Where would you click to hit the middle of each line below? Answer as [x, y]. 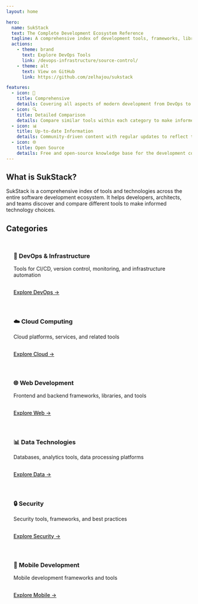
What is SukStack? [42, 177]
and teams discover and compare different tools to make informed [86, 204]
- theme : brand [35, 50]
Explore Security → [37, 536]
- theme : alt [33, 66]
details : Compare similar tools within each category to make [95, 120]
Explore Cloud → [34, 354]
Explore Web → [32, 413]
